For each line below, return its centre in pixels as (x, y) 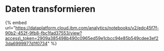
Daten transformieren (50, 9)
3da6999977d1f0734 (26, 43)
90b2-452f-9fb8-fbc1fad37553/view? (44, 33)
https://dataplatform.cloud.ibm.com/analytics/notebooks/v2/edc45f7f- (87, 27)
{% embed (16, 23)
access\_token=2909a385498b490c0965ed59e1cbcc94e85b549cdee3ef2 (82, 38)
